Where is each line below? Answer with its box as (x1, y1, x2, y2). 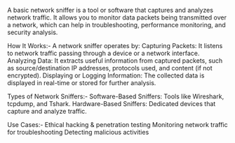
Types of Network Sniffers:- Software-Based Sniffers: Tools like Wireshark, (7, 92, 224, 100)
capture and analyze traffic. (7, 107, 88, 115)
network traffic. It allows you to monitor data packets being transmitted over (7, 13, 227, 22)
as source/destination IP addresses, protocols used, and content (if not (7, 64, 213, 72)
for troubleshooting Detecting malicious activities (7, 128, 149, 136)
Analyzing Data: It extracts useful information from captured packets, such (7, 57, 223, 65)
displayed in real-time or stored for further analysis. (7, 79, 156, 86)
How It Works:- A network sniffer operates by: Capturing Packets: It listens (7, 42, 223, 50)
